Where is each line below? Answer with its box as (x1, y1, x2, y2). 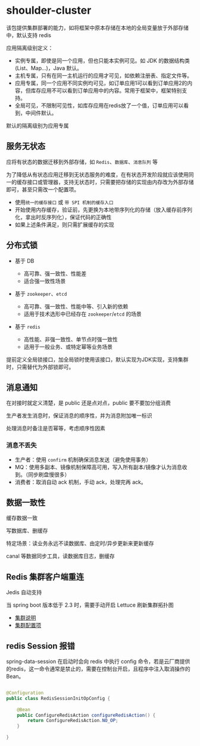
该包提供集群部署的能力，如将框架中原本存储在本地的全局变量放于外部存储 (6, 24, 189, 31)
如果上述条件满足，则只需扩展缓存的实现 (14, 221, 114, 228)
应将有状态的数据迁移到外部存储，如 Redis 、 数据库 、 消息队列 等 (6, 158, 158, 165)
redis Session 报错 (6, 641, 76, 651)
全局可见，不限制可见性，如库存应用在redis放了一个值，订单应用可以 (14, 102, 184, 109)
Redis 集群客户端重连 (6, 571, 85, 582)
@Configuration (6, 690, 44, 696)
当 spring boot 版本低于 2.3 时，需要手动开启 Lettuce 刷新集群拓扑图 (6, 601, 174, 609)
